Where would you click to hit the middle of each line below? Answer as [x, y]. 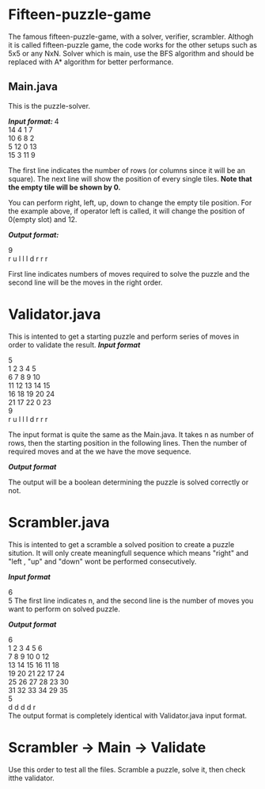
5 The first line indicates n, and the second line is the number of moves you [131, 600]
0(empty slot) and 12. [43, 219]
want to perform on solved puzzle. [64, 609]
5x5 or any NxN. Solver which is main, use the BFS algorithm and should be [131, 53]
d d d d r [22, 707]
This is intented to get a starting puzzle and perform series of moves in [124, 336]
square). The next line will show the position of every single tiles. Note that [130, 178]
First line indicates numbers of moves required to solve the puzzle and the [129, 274]
